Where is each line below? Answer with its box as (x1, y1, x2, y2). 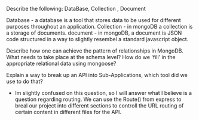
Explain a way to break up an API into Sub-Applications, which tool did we (6, 72, 188, 78)
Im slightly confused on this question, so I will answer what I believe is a (14, 90, 192, 96)
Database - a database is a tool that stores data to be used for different (6, 17, 181, 23)
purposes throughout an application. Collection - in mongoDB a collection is (6, 23, 193, 30)
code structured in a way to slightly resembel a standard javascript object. (6, 36, 189, 42)
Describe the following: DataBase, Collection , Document (6, 5, 146, 12)
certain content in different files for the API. (14, 109, 121, 115)
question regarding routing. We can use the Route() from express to (14, 96, 182, 103)
